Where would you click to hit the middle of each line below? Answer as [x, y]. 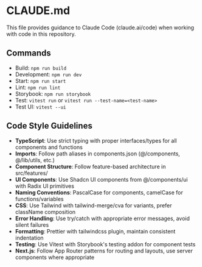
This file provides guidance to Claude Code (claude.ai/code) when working [100, 27]
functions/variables [39, 199]
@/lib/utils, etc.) [35, 160]
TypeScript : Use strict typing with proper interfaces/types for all [96, 140]
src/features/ [31, 173]
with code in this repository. [41, 34]
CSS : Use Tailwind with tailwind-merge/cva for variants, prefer [93, 205]
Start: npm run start [40, 80]
